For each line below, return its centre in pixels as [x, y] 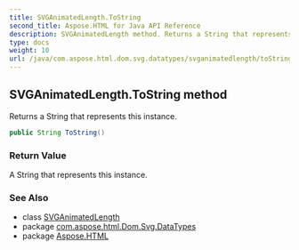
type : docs [29, 42]
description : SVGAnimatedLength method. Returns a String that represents [151, 34]
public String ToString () [57, 133]
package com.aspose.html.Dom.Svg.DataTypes [109, 227]
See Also [29, 198]
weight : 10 [29, 51]
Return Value [38, 155]
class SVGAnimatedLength [71, 217]
